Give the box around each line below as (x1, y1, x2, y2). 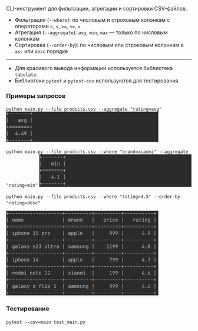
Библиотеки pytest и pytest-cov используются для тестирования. (14, 77, 180, 84)
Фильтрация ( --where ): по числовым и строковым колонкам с (14, 16, 170, 23)
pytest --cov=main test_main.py (6, 319, 85, 325)
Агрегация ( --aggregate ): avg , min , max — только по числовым (14, 29, 168, 36)
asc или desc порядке (14, 48, 68, 55)
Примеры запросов (6, 91, 66, 100)
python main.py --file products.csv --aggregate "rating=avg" (6, 106, 162, 112)
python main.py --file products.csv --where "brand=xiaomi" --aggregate (6, 149, 189, 155)
